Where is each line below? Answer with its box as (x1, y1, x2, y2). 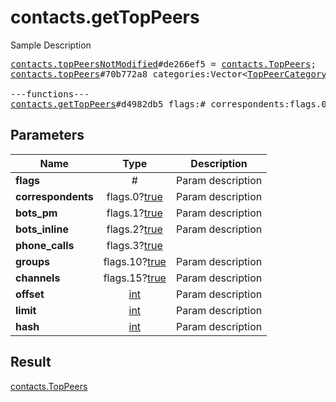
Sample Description (10, 39, 92, 51)
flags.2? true (106, 222, 163, 236)
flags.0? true (106, 189, 163, 203)
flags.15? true (103, 271, 167, 285)
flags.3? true (106, 238, 163, 252)
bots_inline (15, 222, 69, 236)
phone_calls (15, 238, 75, 252)
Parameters (10, 127, 85, 144)
